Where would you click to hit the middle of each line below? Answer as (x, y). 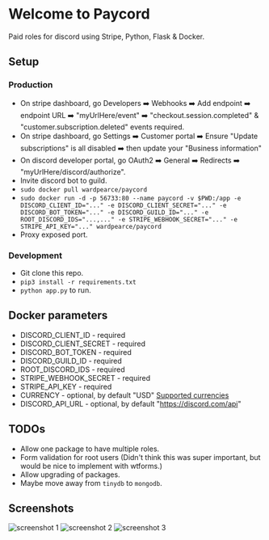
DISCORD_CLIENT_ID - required (73, 335)
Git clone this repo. (52, 272)
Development (36, 255)
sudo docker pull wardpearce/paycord (84, 190)
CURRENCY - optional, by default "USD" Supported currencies (124, 395)
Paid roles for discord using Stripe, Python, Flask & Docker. (107, 36)
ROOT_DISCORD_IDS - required (72, 369)
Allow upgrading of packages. (70, 475)
